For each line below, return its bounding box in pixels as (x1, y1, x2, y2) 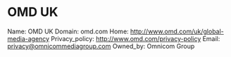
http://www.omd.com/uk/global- (130, 27, 224, 35)
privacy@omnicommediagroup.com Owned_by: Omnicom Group (7, 42, 195, 50)
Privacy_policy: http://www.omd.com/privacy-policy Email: (51, 34, 220, 42)
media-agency (7, 34, 50, 42)
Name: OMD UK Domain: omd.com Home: (7, 27, 129, 35)
